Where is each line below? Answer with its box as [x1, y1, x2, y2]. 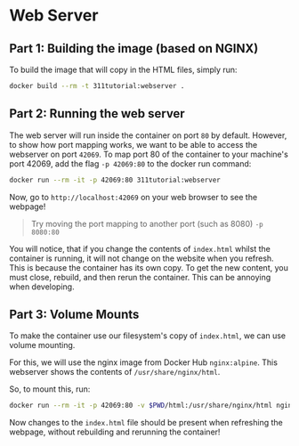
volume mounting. [9, 340, 76, 351]
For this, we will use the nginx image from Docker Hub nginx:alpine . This [9, 357, 279, 368]
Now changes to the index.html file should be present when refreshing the [9, 418, 283, 428]
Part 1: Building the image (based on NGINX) [9, 41, 259, 56]
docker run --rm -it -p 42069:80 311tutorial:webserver [9, 175, 221, 184]
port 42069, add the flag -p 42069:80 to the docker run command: [9, 158, 252, 169]
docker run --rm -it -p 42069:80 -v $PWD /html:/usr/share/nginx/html [9, 401, 273, 410]
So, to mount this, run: [9, 384, 91, 394]
